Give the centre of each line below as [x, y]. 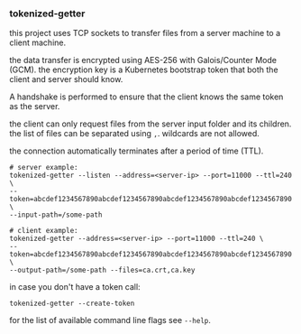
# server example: [44, 168]
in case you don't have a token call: [75, 287]
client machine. [37, 42]
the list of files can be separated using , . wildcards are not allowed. [134, 134]
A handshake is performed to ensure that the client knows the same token [146, 97]
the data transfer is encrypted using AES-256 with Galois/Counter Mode [143, 60]
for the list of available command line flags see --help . [110, 320]
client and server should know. [66, 79]
